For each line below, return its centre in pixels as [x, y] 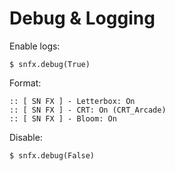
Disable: [26, 137]
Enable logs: [35, 46]
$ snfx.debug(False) [52, 155]
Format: [25, 83]
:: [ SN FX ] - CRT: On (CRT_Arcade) [88, 110]
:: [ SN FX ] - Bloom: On [63, 118]
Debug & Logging [82, 18]
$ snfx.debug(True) [50, 64]
